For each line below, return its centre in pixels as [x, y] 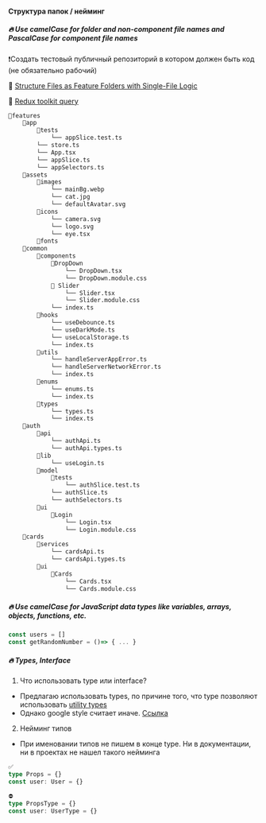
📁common [35, 249]
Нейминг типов [46, 728]
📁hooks [48, 315]
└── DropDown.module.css [106, 278]
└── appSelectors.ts [71, 167]
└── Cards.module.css [100, 588]
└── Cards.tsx [88, 581]
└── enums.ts [72, 389]
